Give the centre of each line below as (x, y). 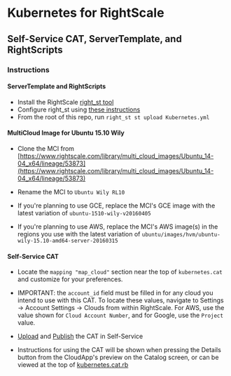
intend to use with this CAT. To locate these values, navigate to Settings (120, 300)
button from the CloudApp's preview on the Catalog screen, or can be (118, 357)
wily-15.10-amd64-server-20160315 (68, 241)
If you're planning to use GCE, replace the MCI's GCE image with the (116, 206)
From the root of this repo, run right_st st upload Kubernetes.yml (113, 116)
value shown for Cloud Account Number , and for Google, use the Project (120, 315)
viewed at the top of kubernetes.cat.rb (73, 365)
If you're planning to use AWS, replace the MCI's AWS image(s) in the (118, 227)
